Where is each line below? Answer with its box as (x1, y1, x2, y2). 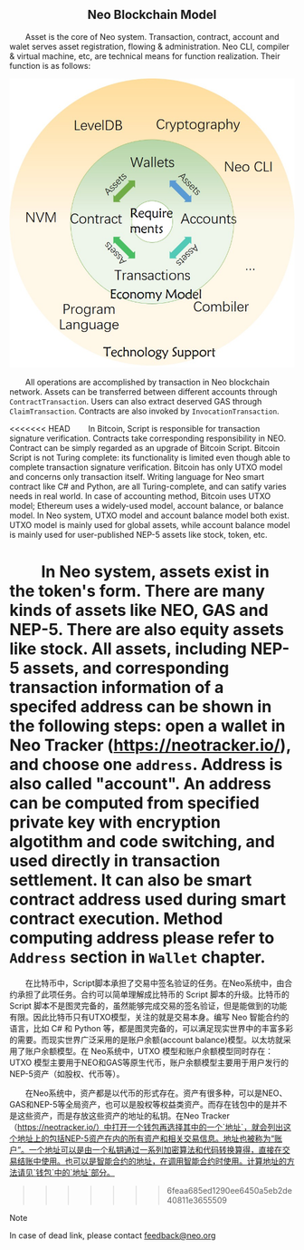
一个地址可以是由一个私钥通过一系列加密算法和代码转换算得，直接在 (28, 1145, 283, 1156)
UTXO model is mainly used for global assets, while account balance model (9, 520, 291, 531)
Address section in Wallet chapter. (9, 947, 266, 967)
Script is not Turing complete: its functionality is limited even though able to (9, 453, 291, 464)
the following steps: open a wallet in (9, 716, 286, 736)
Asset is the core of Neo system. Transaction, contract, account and (25, 31, 280, 42)
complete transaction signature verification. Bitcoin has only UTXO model (9, 462, 283, 473)
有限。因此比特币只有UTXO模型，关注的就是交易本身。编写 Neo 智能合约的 (9, 1011, 290, 1023)
